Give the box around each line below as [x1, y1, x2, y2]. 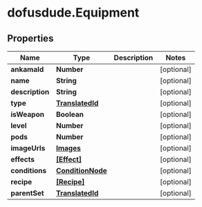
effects [10, 154, 35, 164]
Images [55, 143, 81, 153]
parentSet [10, 188, 44, 198]
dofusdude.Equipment [7, 5, 140, 21]
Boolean [55, 109, 84, 119]
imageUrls [10, 143, 46, 153]
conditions [10, 166, 47, 175]
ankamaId [10, 64, 44, 74]
